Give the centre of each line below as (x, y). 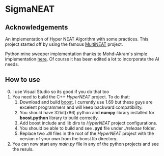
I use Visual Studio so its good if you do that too (61, 92)
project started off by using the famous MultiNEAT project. (64, 44)
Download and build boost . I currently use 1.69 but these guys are (86, 102)
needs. (12, 64)
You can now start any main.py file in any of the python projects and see (85, 144)
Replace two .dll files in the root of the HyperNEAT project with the (87, 133)
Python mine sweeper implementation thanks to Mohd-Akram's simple (76, 54)
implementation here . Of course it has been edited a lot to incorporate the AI (82, 59)
